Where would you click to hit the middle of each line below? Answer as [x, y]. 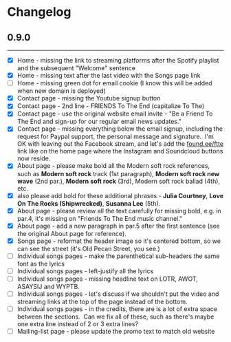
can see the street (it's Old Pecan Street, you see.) [88, 248]
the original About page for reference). [72, 233]
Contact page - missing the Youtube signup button [89, 98]
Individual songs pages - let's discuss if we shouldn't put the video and [118, 294]
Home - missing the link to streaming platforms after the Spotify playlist [118, 60]
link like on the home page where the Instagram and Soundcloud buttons [120, 151]
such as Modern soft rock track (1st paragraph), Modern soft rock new [118, 173]
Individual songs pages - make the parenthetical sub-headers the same [118, 256]
